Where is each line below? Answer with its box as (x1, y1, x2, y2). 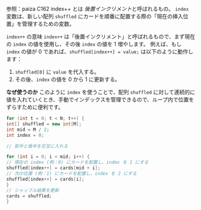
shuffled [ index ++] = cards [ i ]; (6, 176, 85, 182)
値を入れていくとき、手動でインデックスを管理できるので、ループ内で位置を (6, 96, 194, 103)
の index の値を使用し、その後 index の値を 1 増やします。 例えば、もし (6, 41, 182, 47)
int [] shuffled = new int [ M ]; (6, 121, 82, 127)
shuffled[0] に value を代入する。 (14, 68, 100, 75)
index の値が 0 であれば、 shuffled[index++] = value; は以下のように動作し (6, 48, 194, 55)
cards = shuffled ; (6, 193, 52, 199)
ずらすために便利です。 (6, 104, 64, 110)
